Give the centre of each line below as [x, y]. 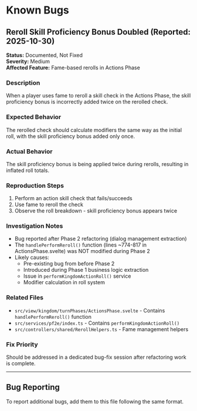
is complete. [21, 363]
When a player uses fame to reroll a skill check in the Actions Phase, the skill [98, 96]
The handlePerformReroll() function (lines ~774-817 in [81, 245]
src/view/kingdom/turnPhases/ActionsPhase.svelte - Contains [90, 310]
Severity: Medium [28, 61]
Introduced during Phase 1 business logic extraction [86, 270]
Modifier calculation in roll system [64, 282]
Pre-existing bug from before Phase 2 [69, 264]
